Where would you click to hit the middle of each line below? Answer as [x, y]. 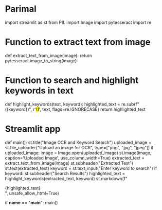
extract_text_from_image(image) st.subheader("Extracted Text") [69, 163]
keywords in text [39, 91]
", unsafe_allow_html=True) [32, 193]
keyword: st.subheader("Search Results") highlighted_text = [65, 173]
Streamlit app [33, 129]
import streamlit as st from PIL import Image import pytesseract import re [78, 22]
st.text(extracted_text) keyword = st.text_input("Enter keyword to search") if [81, 168]
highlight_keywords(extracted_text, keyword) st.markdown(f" [66, 178]
